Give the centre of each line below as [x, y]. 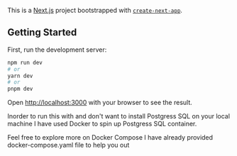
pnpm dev [20, 89]
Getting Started [42, 32]
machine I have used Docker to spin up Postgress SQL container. [102, 124]
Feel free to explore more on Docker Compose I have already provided [110, 138]
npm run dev [25, 62]
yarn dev [20, 76]
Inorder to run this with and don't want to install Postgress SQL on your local [119, 116]
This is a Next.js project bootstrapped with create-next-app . [95, 10]
